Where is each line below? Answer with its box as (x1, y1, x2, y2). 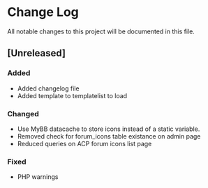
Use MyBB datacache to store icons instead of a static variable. (17, 125, 200, 133)
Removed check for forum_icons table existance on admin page (17, 132, 201, 140)
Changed (7, 109, 40, 118)
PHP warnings (17, 173, 59, 181)
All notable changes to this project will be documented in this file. (7, 27, 195, 36)
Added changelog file (17, 84, 80, 93)
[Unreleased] (7, 47, 66, 59)
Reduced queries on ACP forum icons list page (17, 139, 152, 148)
